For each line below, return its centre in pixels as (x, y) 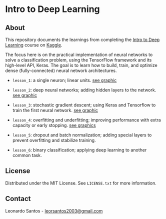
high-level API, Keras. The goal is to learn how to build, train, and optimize (81, 65)
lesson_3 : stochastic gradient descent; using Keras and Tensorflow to (84, 105)
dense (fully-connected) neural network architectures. (61, 70)
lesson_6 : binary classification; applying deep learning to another (79, 150)
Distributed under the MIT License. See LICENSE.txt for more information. (81, 183)
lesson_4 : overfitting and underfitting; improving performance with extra (86, 120)
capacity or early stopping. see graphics (54, 125)
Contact (18, 199)
